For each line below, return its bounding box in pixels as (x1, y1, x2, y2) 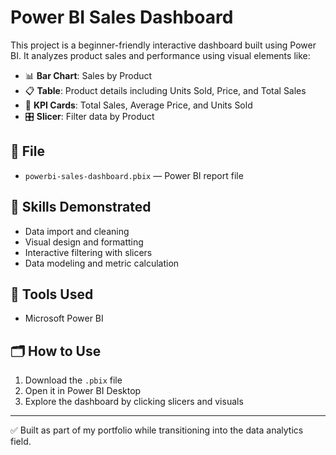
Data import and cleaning (24, 225, 130, 237)
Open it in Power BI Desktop (24, 385, 142, 397)
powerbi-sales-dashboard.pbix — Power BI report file (24, 169, 244, 181)
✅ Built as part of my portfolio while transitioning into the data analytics (10, 424, 304, 436)
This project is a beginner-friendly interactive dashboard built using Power (10, 39, 317, 51)
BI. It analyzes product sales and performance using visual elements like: (10, 49, 311, 61)
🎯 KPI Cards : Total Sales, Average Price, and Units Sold (24, 99, 253, 111)
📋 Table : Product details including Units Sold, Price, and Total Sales (24, 84, 307, 96)
